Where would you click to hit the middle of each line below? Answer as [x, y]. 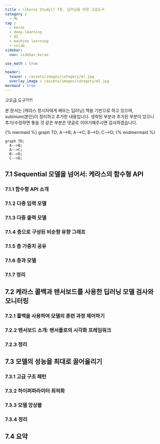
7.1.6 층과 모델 [21, 260]
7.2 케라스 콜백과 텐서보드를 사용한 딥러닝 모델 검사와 [79, 292]
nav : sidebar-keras [29, 55]
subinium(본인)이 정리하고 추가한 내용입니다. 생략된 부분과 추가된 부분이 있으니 [80, 116]
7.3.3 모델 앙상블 [24, 405]
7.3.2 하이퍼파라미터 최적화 [35, 391]
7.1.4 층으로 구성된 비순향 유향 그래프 [45, 232]
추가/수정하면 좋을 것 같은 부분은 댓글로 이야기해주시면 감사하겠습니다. [71, 122]
